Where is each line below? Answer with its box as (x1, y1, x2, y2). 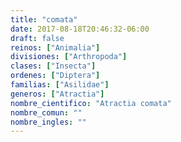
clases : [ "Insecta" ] (10, 61, 97, 71)
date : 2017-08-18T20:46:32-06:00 (10, 24, 150, 34)
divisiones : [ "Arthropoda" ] (10, 52, 128, 62)
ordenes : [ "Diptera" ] (10, 71, 101, 81)
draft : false (10, 33, 65, 43)
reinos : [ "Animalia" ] (10, 42, 101, 53)
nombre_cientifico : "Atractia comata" (10, 98, 172, 108)
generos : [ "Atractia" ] (10, 89, 105, 99)
